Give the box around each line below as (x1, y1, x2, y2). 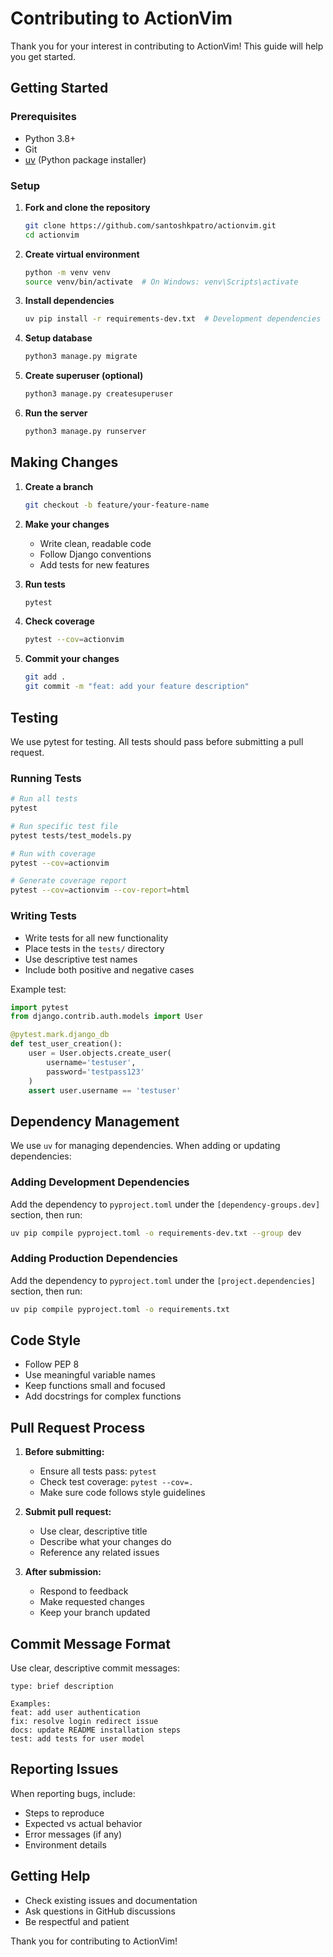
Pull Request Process (10, 1419, 146, 1436)
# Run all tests (10, 794, 78, 804)
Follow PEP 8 (24, 1358, 80, 1371)
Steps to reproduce (24, 1807, 105, 1819)
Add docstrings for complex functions (24, 1390, 182, 1402)
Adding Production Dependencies (10, 1252, 178, 1266)
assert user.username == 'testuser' (28, 1085, 182, 1096)
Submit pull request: (24, 1506, 112, 1518)
